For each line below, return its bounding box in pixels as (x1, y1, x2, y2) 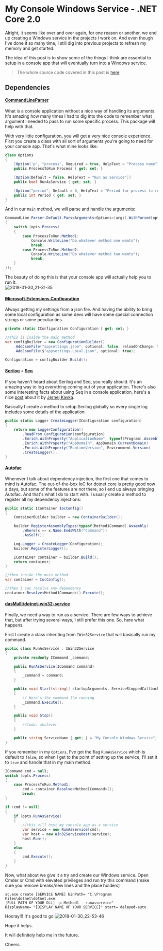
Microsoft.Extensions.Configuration (5, 295, 80, 301)
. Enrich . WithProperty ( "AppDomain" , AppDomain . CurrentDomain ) (22, 440, 149, 446)
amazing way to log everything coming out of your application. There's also (5, 384, 156, 390)
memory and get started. (5, 45, 55, 51)
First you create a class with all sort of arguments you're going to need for (5, 138, 153, 144)
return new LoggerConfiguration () (14, 427, 83, 432)
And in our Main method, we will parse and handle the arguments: (5, 206, 136, 212)
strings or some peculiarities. (5, 317, 63, 323)
